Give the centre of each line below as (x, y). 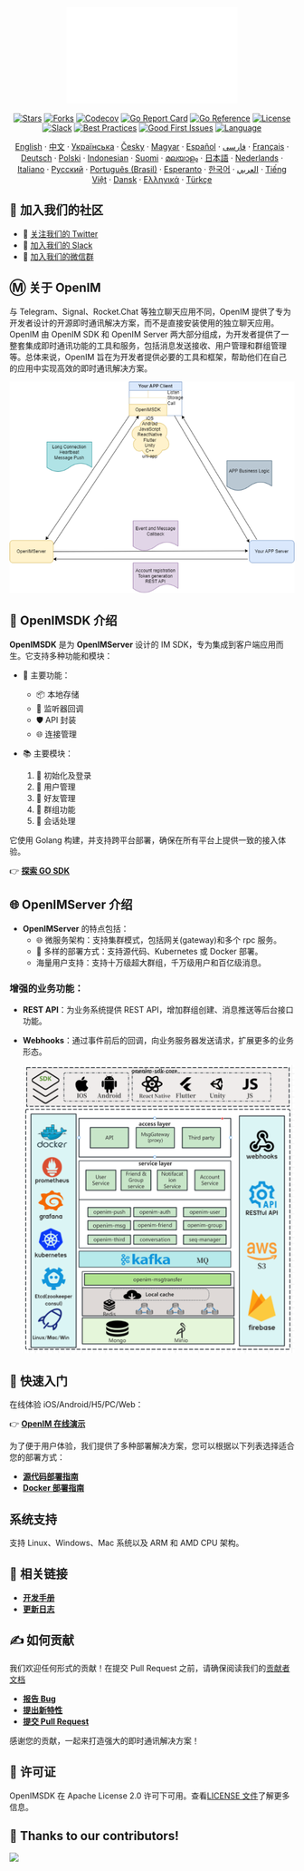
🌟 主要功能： (46, 675)
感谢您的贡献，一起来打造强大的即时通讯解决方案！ (104, 1740)
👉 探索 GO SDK (40, 870)
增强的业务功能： (47, 988)
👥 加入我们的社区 (57, 210)
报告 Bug (39, 1699)
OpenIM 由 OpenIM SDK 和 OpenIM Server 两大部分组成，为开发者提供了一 (149, 334)
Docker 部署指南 (53, 1488)
